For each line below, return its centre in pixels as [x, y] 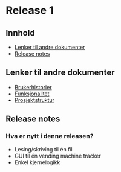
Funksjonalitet [32, 94]
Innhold [20, 33]
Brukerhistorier [33, 87]
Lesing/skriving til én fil [44, 149]
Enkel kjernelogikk [37, 162]
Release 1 [30, 11]
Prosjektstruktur [34, 100]
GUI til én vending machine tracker [57, 156]
